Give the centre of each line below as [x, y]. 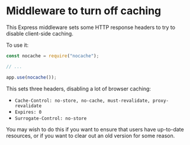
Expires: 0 [28, 112]
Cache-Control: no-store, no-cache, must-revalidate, [82, 101]
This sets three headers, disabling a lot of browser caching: [78, 88]
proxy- [161, 101]
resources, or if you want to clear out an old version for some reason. [91, 136]
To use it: [17, 45]
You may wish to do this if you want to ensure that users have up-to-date [95, 129]
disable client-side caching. [40, 33]
